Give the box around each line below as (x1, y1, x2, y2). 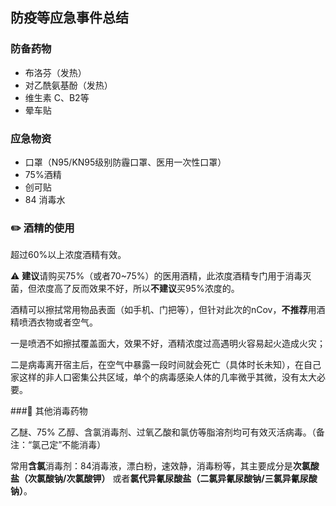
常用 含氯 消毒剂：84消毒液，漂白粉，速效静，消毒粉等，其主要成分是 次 (10, 460, 302, 472)
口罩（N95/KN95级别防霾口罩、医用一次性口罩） (24, 156, 227, 168)
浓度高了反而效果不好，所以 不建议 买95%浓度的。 (36, 283, 240, 295)
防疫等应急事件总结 (10, 9, 129, 27)
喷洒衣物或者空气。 (18, 316, 98, 328)
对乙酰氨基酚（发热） (24, 79, 113, 91)
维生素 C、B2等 (24, 91, 90, 103)
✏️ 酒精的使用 (10, 221, 75, 235)
